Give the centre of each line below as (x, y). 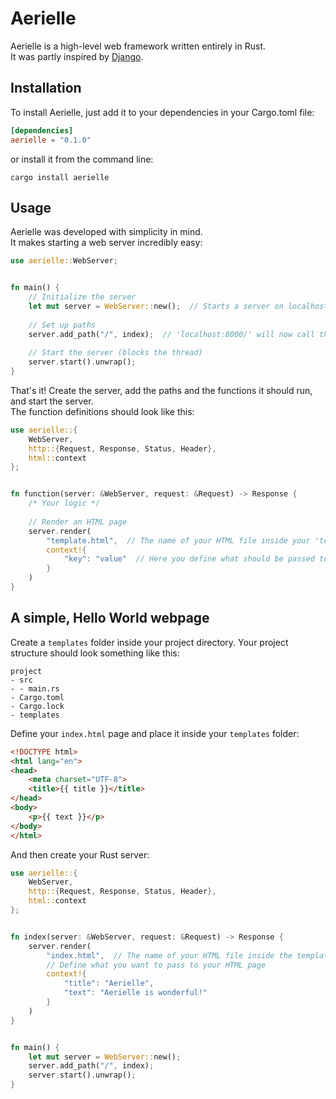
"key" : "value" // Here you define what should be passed (189, 559)
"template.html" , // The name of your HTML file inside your (178, 540)
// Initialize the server (82, 297)
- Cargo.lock (37, 706)
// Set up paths (62, 325)
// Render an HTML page (78, 522)
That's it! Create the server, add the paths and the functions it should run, (161, 390)
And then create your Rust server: (80, 854)
